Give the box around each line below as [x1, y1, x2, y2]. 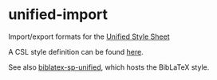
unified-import [8, 6, 108, 24]
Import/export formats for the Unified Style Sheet [8, 32, 170, 41]
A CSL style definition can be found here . [8, 47, 144, 56]
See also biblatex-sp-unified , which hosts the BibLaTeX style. [8, 62, 210, 72]
